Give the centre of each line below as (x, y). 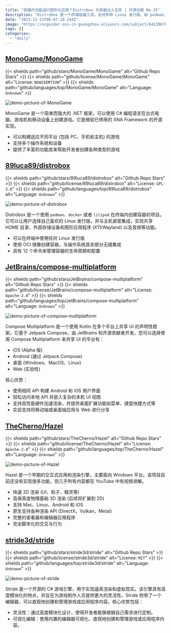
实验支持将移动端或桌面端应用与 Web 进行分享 (61, 410)
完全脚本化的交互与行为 (37, 524)
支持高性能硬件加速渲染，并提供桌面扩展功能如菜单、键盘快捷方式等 (84, 403)
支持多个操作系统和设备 (37, 143)
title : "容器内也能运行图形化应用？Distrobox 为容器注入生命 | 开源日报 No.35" (83, 10)
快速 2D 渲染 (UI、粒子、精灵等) (46, 492)
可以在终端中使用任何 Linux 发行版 (49, 238)
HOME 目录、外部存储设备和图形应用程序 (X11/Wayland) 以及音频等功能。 (82, 227)
